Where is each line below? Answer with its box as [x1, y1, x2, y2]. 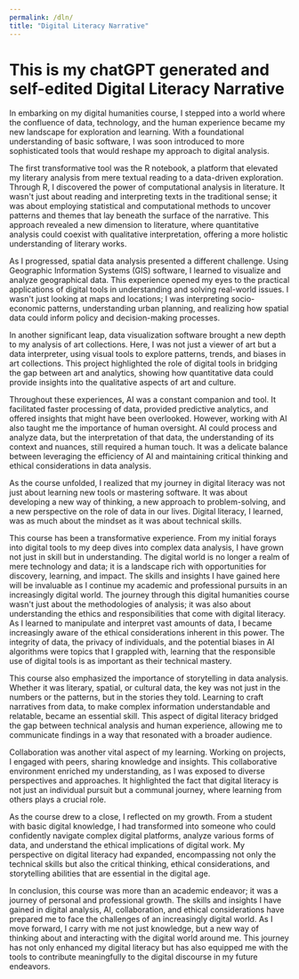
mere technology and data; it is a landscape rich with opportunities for [9, 562, 267, 572]
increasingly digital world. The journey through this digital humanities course [9, 589, 290, 601]
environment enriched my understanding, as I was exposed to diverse [9, 766, 265, 777]
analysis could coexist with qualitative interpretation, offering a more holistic [9, 229, 289, 240]
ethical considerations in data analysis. [9, 460, 152, 472]
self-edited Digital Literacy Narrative [9, 78, 285, 99]
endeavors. [9, 961, 51, 972]
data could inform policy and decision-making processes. [9, 312, 221, 323]
